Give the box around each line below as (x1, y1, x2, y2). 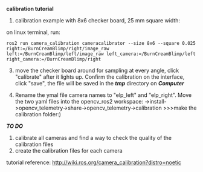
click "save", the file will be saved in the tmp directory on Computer (14, 80, 184, 87)
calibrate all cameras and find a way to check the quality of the (14, 134, 172, 141)
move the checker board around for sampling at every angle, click (14, 67, 179, 74)
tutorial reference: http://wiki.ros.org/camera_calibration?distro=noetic (6, 159, 182, 166)
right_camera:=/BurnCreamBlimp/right (6, 56, 101, 62)
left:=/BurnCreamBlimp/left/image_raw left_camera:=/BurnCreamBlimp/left (6, 51, 196, 57)
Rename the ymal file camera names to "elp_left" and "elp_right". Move (14, 91, 192, 99)
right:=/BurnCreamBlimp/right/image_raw (6, 45, 110, 51)
